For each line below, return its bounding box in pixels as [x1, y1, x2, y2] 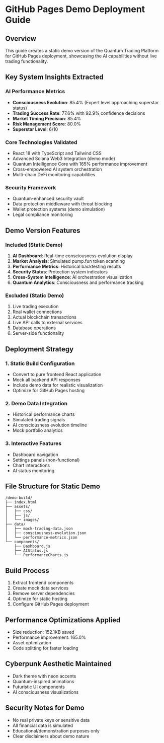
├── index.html [5, 500, 37, 505]
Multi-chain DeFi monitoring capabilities [12, 171, 96, 177]
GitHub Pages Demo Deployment [5, 4, 145, 15]
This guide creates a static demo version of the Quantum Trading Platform [5, 48, 159, 53]
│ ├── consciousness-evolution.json [5, 531, 87, 536]
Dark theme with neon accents [12, 673, 76, 679]
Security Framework [5, 184, 56, 191]
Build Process [5, 566, 49, 575]
